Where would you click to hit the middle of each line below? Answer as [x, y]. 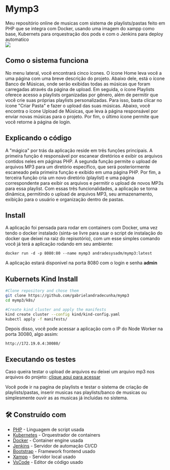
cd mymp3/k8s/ [20, 300]
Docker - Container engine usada [48, 440]
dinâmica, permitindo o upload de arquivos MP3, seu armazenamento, [79, 194]
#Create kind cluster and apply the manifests [56, 309]
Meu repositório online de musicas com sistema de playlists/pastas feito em [85, 23]
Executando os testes [40, 359]
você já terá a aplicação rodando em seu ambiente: [59, 244]
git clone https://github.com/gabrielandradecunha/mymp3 [67, 296]
